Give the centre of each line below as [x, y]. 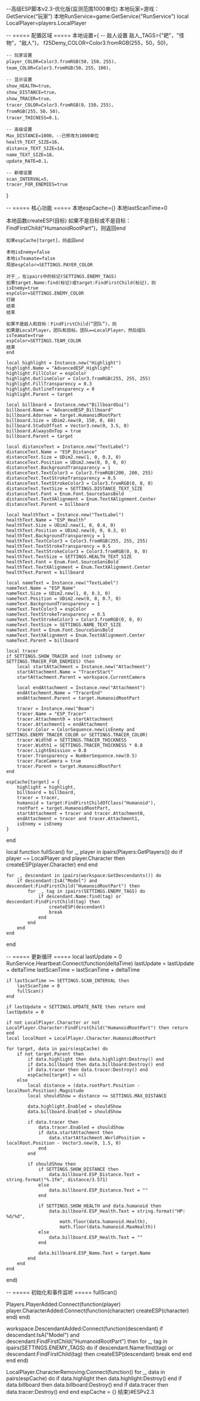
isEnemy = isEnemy [40, 824]
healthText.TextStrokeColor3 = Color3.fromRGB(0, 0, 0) [77, 551]
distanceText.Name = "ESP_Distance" [52, 452]
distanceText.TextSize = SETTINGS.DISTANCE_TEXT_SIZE [75, 489]
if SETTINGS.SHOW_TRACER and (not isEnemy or [64, 656]
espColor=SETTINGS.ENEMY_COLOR [45, 293]
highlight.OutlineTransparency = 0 [50, 389]
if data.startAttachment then [76, 1133]
